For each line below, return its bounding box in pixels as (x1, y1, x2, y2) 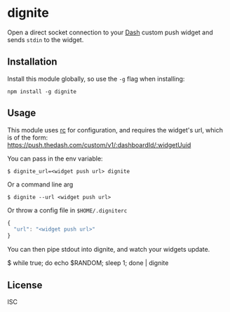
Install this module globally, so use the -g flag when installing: (7, 74, 185, 83)
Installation (7, 56, 57, 68)
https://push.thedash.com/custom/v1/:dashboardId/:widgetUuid (7, 140, 191, 149)
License (7, 279, 43, 291)
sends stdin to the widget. (7, 35, 84, 43)
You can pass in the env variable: (7, 154, 103, 163)
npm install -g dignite (7, 88, 77, 95)
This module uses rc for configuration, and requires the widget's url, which (7, 126, 223, 134)
